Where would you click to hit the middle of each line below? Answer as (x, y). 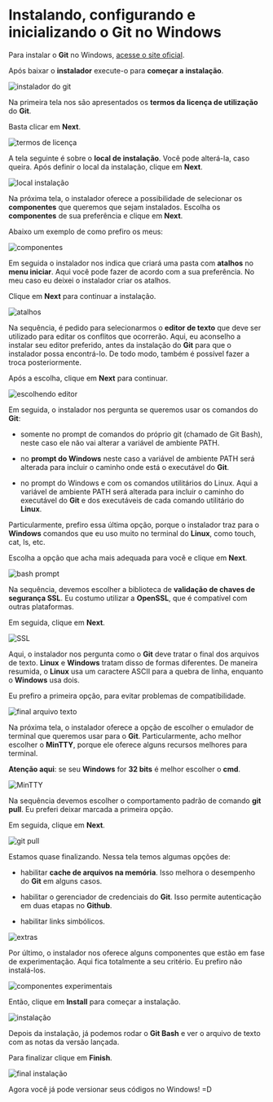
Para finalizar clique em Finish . (60, 1057)
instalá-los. (27, 970)
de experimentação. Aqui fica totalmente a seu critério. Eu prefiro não (125, 961)
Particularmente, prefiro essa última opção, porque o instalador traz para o (134, 525)
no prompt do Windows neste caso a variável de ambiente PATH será (137, 459)
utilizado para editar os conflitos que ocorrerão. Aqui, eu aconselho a (125, 336)
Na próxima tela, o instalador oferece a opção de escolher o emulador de (131, 727)
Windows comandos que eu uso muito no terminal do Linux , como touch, (132, 533)
